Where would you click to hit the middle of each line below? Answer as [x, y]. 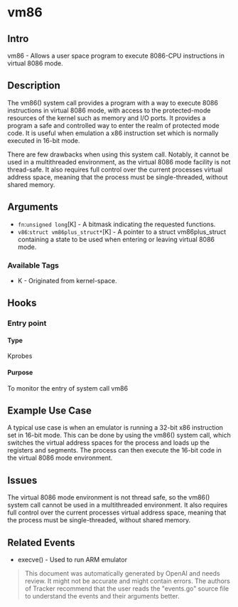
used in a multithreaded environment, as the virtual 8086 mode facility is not [119, 162]
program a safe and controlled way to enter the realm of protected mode [113, 125]
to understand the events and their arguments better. [102, 596]
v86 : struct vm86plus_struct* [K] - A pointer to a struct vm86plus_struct [122, 231]
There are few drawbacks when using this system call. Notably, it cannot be [118, 154]
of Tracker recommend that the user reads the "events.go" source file [127, 588]
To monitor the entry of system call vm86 [68, 388]
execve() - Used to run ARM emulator [72, 560]
